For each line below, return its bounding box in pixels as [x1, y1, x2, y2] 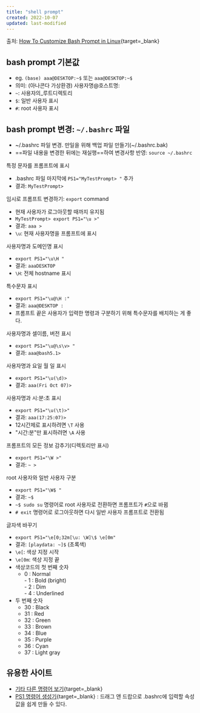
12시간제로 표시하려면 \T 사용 [15, 421, 85, 428]
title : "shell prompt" [6, 8, 64, 15]
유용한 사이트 [6, 668, 53, 678]
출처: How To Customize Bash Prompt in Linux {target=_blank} [6, 38, 160, 45]
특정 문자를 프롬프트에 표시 [6, 162, 70, 169]
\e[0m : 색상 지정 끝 [15, 556, 59, 563]
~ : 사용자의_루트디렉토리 [15, 89, 73, 97]
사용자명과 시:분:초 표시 [6, 394, 62, 401]
